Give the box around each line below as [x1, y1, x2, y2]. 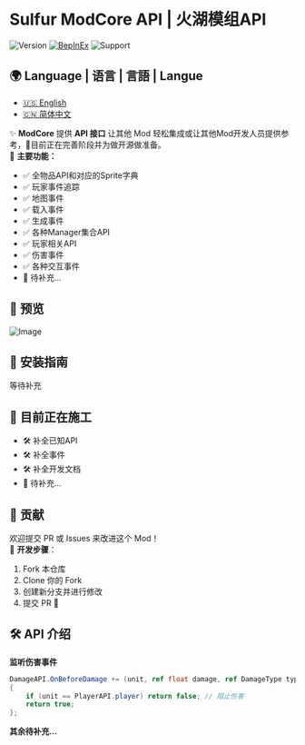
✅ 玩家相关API [22, 238, 77, 249]
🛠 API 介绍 [9, 627, 71, 642]
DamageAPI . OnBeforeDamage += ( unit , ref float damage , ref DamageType [9, 674, 282, 683]
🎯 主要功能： [9, 150, 57, 161]
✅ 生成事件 [22, 215, 64, 226]
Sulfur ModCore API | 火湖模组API [9, 9, 267, 30]
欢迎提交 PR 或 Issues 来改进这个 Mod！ [9, 533, 160, 543]
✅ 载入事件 [22, 204, 64, 214]
